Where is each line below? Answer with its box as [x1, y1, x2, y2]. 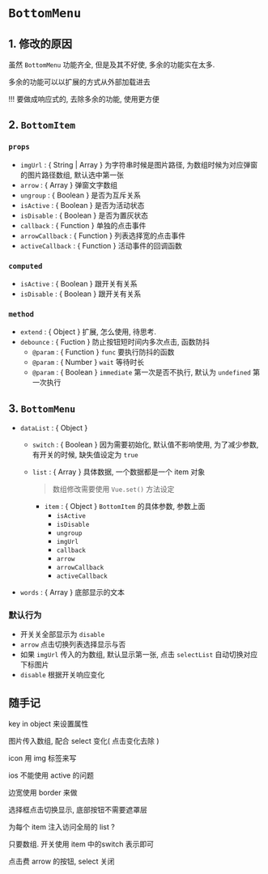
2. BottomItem [8, 118, 76, 132]
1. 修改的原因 [8, 36, 73, 50]
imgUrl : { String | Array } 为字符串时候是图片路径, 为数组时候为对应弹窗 [19, 159, 258, 169]
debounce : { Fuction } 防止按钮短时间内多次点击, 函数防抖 [19, 337, 211, 347]
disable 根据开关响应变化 [19, 670, 105, 680]
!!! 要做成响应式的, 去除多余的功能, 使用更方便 [8, 95, 160, 104]
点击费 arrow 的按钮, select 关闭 [8, 856, 115, 867]
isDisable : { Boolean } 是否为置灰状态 [19, 210, 148, 220]
